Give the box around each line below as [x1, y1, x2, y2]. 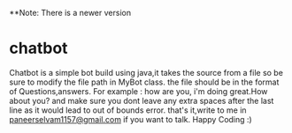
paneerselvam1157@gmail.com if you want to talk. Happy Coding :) [9, 114, 252, 124]
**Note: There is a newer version [9, 8, 131, 18]
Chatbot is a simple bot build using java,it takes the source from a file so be [9, 67, 283, 78]
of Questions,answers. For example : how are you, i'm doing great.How [9, 85, 268, 96]
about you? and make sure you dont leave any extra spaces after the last [9, 95, 274, 106]
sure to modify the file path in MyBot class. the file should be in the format [9, 77, 280, 87]
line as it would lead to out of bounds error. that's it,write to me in [9, 105, 247, 115]
